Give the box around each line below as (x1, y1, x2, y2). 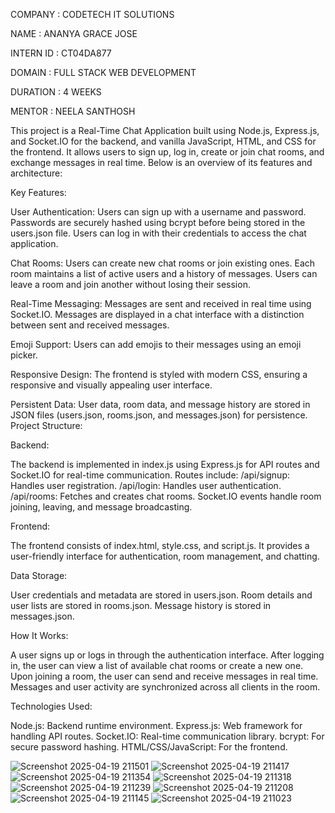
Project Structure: (10, 420, 83, 431)
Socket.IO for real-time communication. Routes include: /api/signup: (10, 469, 291, 481)
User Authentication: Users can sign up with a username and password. (10, 206, 307, 218)
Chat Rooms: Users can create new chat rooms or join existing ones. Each (10, 257, 316, 269)
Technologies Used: (10, 700, 93, 712)
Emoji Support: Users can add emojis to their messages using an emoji (10, 339, 302, 350)
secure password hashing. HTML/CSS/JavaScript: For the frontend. (10, 741, 288, 753)
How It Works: (10, 630, 69, 641)
